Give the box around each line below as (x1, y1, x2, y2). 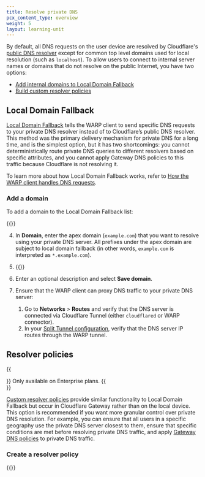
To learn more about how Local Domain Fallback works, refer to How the (6, 172, 189, 180)
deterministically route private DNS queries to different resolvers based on (6, 148, 194, 155)
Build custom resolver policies (15, 87, 92, 95)
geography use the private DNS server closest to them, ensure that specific (6, 422, 197, 429)
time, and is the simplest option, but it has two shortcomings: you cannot (6, 141, 190, 148)
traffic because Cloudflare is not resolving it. (6, 161, 119, 168)
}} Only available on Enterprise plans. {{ (6, 378, 106, 385)
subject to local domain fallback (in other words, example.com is (15, 245, 174, 252)
